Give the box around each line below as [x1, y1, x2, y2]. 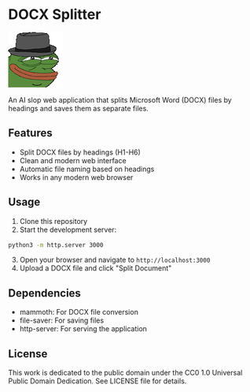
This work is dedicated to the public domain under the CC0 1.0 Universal [8, 368, 243, 378]
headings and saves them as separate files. [8, 103, 149, 113]
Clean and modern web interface [19, 155, 127, 165]
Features [8, 126, 53, 140]
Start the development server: [19, 225, 117, 234]
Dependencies [8, 286, 81, 300]
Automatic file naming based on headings [19, 164, 155, 174]
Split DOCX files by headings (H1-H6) [19, 147, 142, 157]
